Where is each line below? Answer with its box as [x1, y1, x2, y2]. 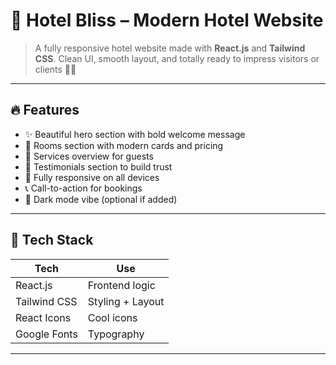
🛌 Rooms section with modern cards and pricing [24, 139, 224, 151]
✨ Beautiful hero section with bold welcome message [24, 128, 246, 140]
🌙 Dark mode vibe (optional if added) [24, 193, 178, 205]
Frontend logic [87, 278, 156, 292]
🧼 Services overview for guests [24, 150, 154, 162]
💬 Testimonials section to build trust [24, 160, 173, 173]
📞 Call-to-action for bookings [24, 182, 143, 194]
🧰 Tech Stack [10, 232, 94, 249]
